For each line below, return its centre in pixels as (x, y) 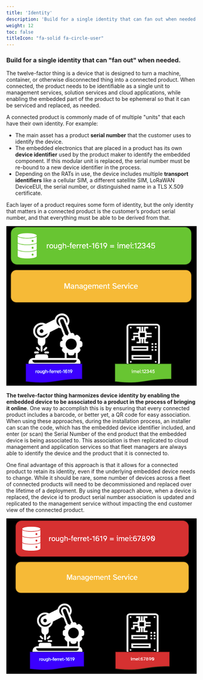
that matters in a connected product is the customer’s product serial (91, 211)
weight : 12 (20, 25)
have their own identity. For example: (52, 123)
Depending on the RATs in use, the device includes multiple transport (101, 174)
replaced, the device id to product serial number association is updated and (100, 497)
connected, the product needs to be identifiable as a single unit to (88, 86)
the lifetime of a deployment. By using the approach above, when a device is (101, 491)
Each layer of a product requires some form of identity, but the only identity (100, 205)
